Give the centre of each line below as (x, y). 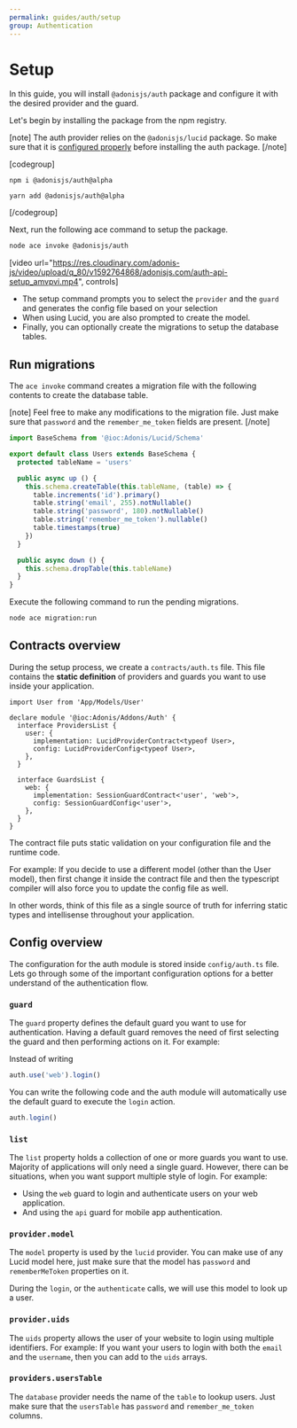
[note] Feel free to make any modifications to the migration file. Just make (144, 412)
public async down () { (61, 560)
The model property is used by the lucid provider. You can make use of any (146, 1252)
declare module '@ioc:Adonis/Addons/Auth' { (93, 718)
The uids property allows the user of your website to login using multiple (142, 1338)
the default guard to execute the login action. (92, 1101)
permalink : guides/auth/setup (65, 17)
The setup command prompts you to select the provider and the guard (150, 299)
